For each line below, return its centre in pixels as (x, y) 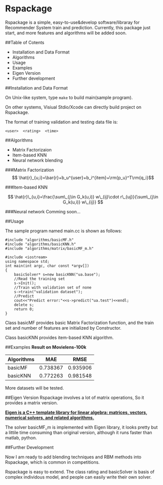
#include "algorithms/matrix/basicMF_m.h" (49, 248)
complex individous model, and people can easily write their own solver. (79, 477)
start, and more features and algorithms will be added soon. (66, 33)
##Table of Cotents (25, 42)
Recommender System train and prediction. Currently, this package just (78, 27)
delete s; (24, 305)
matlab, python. (21, 437)
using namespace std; (27, 261)
